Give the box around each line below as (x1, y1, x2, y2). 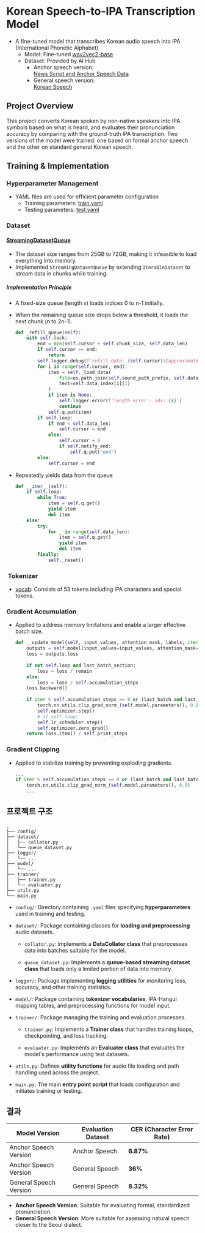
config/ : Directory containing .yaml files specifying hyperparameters (15, 903, 191, 910)
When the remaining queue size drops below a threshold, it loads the (15, 311, 189, 318)
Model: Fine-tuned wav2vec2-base (24, 50, 113, 58)
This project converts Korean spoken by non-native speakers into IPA (6, 117, 181, 124)
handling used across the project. (15, 1068, 99, 1076)
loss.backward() (26, 685, 68, 691)
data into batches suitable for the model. (24, 946, 126, 954)
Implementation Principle (6, 283, 72, 291)
